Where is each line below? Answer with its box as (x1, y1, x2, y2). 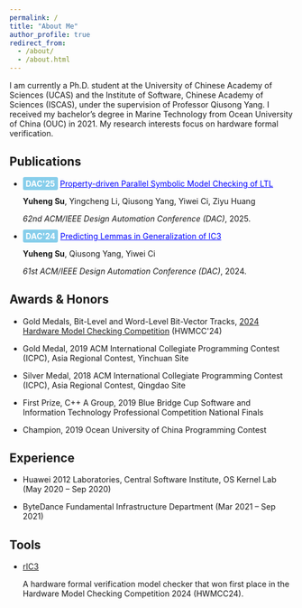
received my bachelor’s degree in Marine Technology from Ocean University (9, 109, 293, 119)
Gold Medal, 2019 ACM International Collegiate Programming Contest (22, 342, 280, 353)
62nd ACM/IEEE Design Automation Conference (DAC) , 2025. (22, 213, 252, 224)
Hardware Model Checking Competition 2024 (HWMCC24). (22, 588, 244, 599)
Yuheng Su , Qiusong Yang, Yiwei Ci (22, 248, 156, 258)
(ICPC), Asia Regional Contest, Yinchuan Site (22, 352, 189, 363)
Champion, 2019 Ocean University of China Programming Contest (22, 424, 268, 435)
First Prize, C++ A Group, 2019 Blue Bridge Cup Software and (22, 397, 251, 407)
